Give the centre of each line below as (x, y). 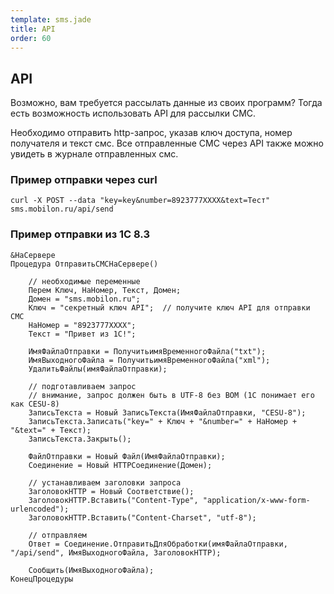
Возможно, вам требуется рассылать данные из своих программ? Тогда (166, 103)
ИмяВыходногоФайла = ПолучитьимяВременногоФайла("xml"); (149, 360)
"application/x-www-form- (256, 500)
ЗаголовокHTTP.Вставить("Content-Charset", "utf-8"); (142, 517)
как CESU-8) (35, 404)
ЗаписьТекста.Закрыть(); (80, 439)
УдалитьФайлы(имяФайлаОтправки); (98, 369)
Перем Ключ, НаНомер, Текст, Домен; (105, 290)
